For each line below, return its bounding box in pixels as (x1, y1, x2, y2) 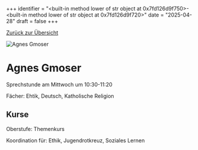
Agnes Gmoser (6, 62, 81, 75)
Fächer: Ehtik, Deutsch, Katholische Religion (6, 92, 114, 100)
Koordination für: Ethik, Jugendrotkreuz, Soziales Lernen (6, 136, 145, 144)
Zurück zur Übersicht (6, 29, 58, 36)
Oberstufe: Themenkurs (6, 125, 65, 132)
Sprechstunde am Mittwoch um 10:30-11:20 (6, 81, 113, 88)
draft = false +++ (16, 18, 58, 24)
